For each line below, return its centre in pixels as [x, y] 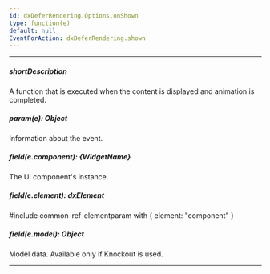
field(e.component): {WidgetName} [70, 156]
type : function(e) [40, 23]
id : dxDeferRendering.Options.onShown [74, 16]
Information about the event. [56, 139]
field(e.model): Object [47, 234]
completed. [28, 100]
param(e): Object [38, 118]
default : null [33, 30]
